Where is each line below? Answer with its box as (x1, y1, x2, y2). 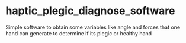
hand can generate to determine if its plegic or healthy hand (5, 29, 152, 37)
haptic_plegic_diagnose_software (5, 4, 175, 18)
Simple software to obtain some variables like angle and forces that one (5, 24, 181, 31)
